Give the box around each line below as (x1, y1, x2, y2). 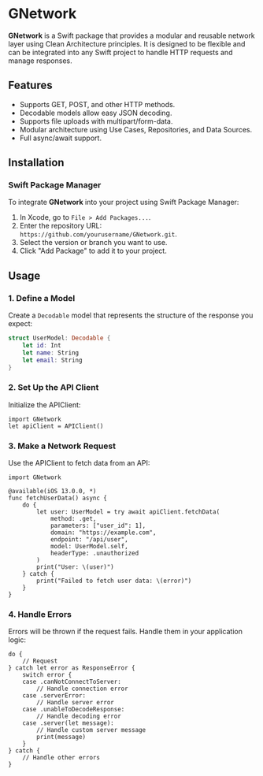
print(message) (36, 733, 87, 741)
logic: (8, 635, 26, 644)
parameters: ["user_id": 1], (50, 522, 146, 530)
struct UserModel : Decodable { (8, 334, 111, 343)
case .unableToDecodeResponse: (22, 706, 125, 714)
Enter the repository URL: (19, 221, 102, 231)
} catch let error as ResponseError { (8, 664, 135, 672)
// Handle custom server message (36, 726, 146, 734)
